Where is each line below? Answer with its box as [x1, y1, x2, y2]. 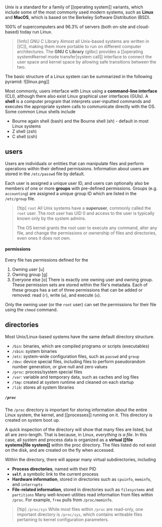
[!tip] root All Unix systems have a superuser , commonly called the [16, 205, 151, 211]
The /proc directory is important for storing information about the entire [5, 407, 147, 412]
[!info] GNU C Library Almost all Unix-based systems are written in [16, 38, 149, 44]
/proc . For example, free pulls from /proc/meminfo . [12, 497, 113, 503]
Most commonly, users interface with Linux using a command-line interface [5, 88, 158, 94]
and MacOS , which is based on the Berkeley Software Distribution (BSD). [5, 15, 151, 20]
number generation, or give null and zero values [12, 363, 108, 369]
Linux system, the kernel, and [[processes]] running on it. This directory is [5, 412, 153, 418]
